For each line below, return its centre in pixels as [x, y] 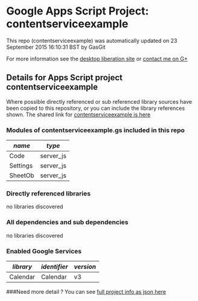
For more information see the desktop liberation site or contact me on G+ [97, 59]
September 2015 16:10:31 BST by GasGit [56, 47]
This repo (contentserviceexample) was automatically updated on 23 [92, 40]
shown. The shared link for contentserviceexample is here [78, 114]
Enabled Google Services [44, 251]
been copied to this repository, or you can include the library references [96, 108]
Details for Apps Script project [64, 78]
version [85, 267]
